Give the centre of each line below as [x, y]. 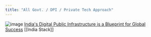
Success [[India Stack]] [29, 29]
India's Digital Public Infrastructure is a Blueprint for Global [85, 24]
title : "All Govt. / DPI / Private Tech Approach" [59, 10]
